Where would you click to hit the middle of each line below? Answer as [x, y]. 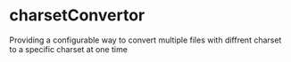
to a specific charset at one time [68, 49]
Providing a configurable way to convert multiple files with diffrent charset [145, 40]
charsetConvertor [77, 15]
